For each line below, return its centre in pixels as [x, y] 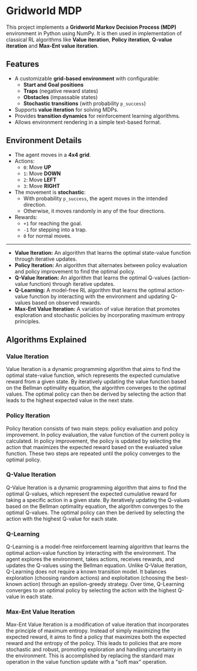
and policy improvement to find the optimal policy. [75, 271]
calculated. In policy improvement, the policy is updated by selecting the [94, 441]
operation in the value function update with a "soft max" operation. [87, 662]
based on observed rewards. [67, 302]
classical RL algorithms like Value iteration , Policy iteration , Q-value [89, 39]
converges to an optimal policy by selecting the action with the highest [91, 591]
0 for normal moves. [47, 235]
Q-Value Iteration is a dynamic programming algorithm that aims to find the [96, 487]
